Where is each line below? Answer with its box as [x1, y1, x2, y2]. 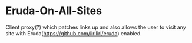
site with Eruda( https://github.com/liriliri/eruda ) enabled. [5, 29, 142, 37]
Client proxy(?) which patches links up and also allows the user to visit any [5, 24, 186, 31]
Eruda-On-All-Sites [5, 4, 102, 18]
